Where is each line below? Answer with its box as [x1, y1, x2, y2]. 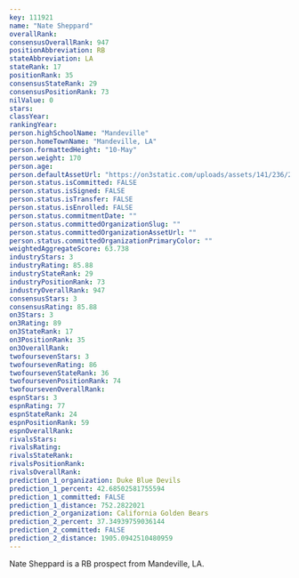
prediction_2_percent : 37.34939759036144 [9, 518, 166, 526]
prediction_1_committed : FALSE [9, 493, 125, 502]
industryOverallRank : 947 [9, 285, 105, 294]
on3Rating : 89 [9, 319, 62, 328]
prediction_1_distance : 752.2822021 [9, 501, 145, 510]
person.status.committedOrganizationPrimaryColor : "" [9, 237, 214, 245]
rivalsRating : [9, 443, 62, 452]
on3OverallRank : [9, 343, 69, 352]
